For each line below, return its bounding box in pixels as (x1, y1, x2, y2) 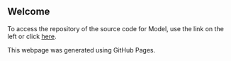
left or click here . (7, 32, 57, 40)
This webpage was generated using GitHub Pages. (7, 45, 156, 54)
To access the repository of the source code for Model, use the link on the (7, 24, 225, 33)
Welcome (7, 6, 50, 18)
